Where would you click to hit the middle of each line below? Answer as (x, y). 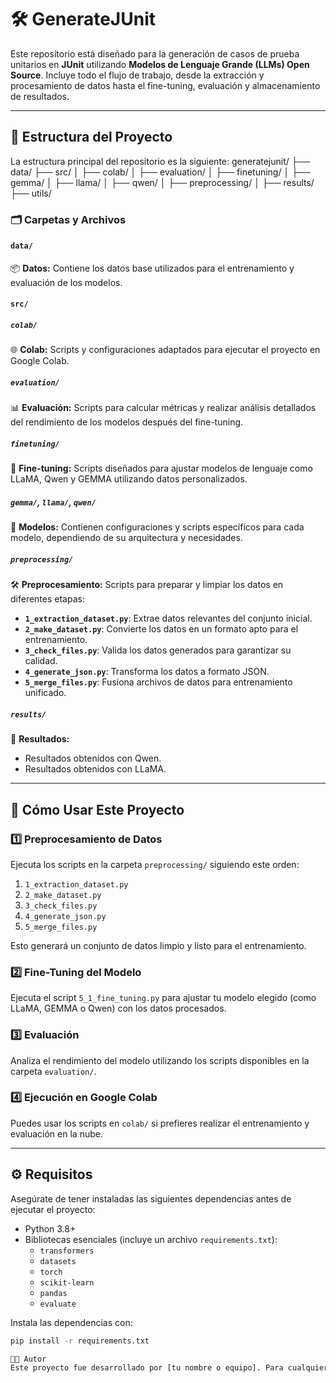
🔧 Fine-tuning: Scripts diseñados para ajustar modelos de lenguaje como (161, 468)
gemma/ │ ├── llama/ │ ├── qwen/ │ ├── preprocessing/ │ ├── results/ (162, 182)
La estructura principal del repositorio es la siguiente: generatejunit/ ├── (160, 161)
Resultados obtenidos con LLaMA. (95, 769)
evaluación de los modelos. (66, 282)
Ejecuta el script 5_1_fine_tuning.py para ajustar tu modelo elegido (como (163, 998)
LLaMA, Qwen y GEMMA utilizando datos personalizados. (129, 479)
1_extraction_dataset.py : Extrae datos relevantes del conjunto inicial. (168, 618)
